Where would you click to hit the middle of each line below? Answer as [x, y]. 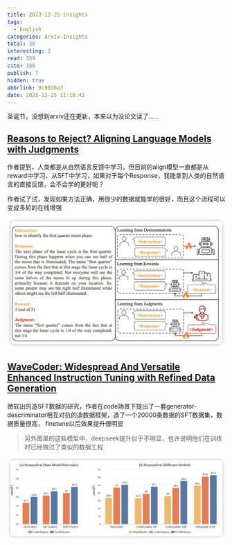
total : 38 [21, 44]
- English [27, 29]
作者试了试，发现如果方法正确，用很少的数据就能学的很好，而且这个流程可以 [116, 199]
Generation [32, 389]
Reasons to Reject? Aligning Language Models [109, 139]
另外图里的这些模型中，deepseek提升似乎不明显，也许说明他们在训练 [123, 438]
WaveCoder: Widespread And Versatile [94, 367]
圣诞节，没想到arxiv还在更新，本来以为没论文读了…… [83, 116]
